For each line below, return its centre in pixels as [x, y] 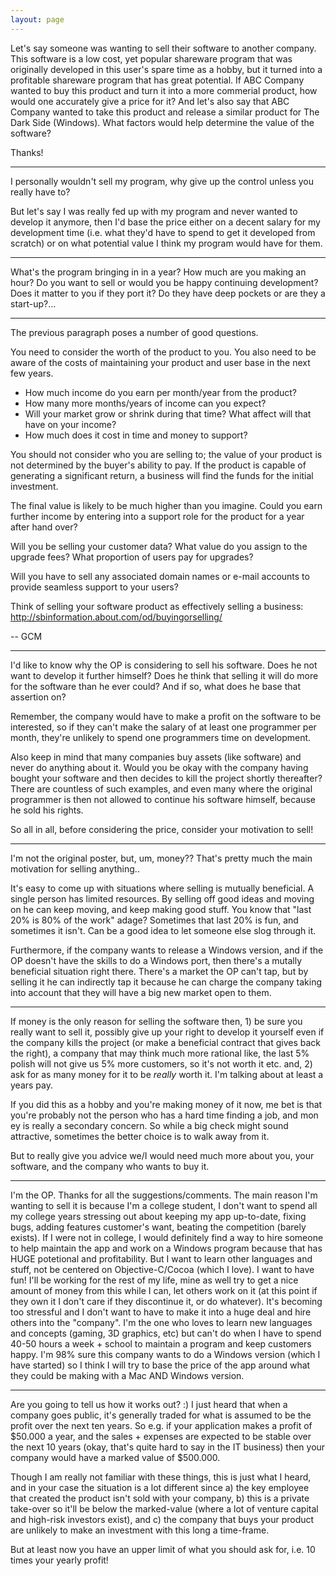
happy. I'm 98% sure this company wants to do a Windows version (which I [165, 1354]
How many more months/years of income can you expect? [145, 403]
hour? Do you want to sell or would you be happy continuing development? [164, 282]
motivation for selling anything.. [75, 868]
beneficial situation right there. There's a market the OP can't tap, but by [159, 971]
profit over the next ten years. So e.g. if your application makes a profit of [161, 1425]
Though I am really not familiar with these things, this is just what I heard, [161, 1477]
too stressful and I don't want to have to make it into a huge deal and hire [161, 1312]
